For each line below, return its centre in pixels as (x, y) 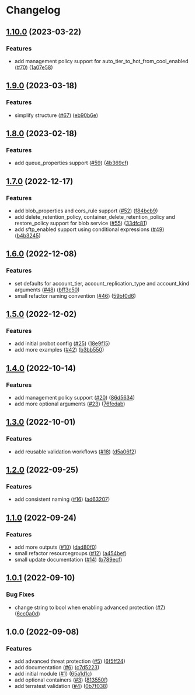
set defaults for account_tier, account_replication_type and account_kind (102, 283)
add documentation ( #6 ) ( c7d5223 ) (57, 668)
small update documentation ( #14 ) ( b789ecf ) (68, 560)
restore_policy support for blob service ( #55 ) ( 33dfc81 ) (81, 223)
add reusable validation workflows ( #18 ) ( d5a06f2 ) (75, 452)
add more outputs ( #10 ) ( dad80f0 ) (56, 547)
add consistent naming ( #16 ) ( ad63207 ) (62, 499)
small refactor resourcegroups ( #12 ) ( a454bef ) (71, 553)
